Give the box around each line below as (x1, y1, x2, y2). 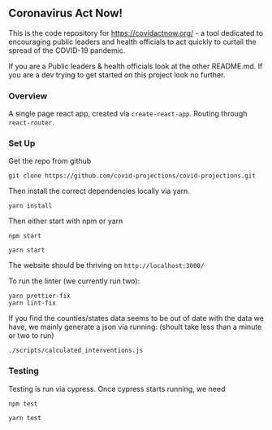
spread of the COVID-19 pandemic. (8, 45, 126, 55)
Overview (8, 90, 48, 101)
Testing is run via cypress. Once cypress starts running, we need (8, 384, 226, 393)
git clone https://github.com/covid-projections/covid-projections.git (8, 172, 256, 180)
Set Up (8, 138, 36, 149)
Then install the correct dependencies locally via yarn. (8, 186, 191, 196)
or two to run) (8, 331, 54, 340)
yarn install (8, 202, 53, 210)
